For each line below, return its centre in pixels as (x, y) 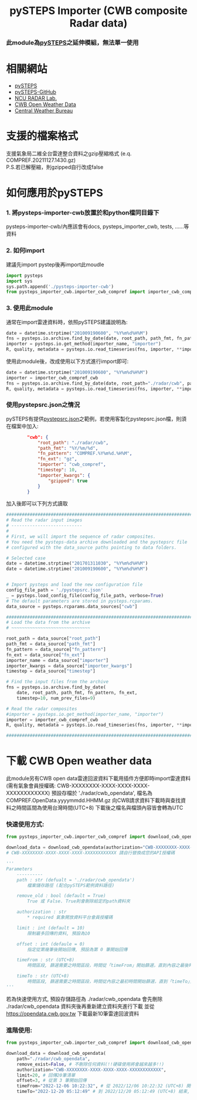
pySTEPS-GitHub (35, 92)
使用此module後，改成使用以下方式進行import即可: (67, 361)
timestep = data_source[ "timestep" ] (51, 671)
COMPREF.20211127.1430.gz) (41, 160)
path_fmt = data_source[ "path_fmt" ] (51, 644)
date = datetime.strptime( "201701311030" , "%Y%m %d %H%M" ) (77, 563)
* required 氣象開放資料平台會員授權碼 (70, 918)
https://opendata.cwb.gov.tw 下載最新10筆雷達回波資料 (73, 1013)
